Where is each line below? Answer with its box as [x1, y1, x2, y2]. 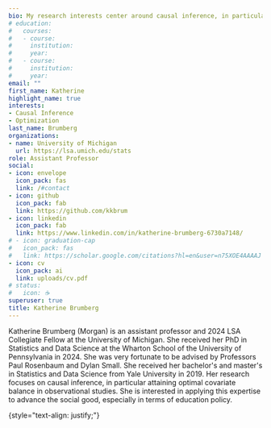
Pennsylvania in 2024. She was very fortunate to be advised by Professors [8, 351, 256, 361]
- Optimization [8, 117, 60, 125]
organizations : [8, 131, 60, 139]
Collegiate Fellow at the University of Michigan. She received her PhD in [8, 335, 248, 344]
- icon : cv [8, 259, 45, 267]
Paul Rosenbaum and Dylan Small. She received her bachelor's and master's [8, 360, 263, 370]
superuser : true [8, 297, 63, 305]
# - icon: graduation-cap [8, 237, 95, 245]
